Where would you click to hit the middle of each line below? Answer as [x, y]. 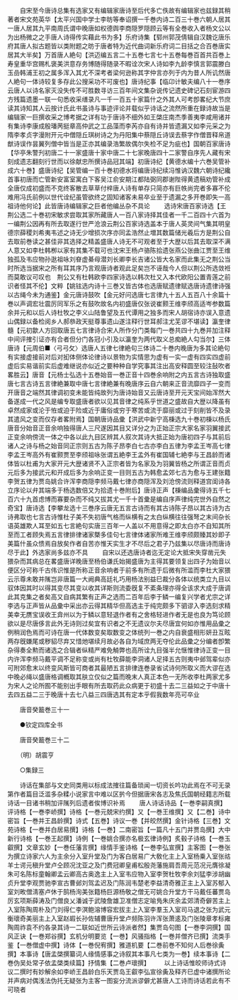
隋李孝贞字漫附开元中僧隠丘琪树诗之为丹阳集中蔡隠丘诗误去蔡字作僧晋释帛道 [119, 135]
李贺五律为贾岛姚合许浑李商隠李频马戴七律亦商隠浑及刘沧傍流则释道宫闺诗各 [119, 481]
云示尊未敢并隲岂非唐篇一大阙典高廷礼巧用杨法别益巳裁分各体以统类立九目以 [119, 579]
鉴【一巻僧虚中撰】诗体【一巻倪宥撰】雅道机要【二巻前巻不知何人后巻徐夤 [116, 945]
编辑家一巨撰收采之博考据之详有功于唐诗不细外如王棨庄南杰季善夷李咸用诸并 [119, 117]
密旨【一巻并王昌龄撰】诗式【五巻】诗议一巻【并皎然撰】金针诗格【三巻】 [116, 821]
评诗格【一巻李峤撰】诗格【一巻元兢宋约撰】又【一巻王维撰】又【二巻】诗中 [119, 812]
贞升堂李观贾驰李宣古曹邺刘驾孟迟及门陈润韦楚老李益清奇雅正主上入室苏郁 [116, 883]
